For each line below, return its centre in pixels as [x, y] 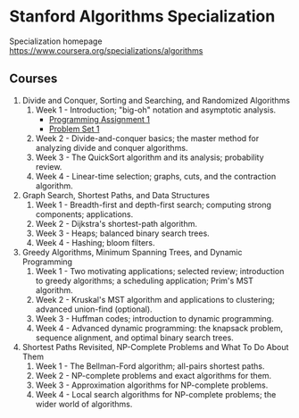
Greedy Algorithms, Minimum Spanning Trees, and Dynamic [132, 252]
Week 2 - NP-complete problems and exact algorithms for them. [154, 375]
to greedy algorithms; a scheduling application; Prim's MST [145, 280]
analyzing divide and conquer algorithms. [112, 147]
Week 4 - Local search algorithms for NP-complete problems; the [156, 394]
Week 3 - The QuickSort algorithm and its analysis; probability [150, 157]
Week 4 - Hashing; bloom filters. [95, 242]
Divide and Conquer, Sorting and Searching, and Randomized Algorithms [156, 100]
